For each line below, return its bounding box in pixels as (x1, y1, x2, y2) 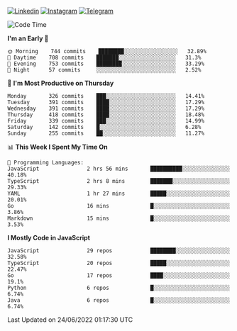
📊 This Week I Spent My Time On (7, 142, 108, 151)
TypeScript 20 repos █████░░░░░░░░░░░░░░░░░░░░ (7, 259, 231, 267)
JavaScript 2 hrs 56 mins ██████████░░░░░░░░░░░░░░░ (7, 165, 231, 172)
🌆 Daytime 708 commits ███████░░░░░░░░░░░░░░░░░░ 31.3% (7, 54, 202, 61)
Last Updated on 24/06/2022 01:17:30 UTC (7, 315, 133, 324)
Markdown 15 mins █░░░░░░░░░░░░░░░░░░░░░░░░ (7, 215, 231, 222)
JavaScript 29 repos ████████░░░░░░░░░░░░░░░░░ (7, 247, 231, 254)
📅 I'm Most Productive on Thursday (7, 79, 114, 87)
